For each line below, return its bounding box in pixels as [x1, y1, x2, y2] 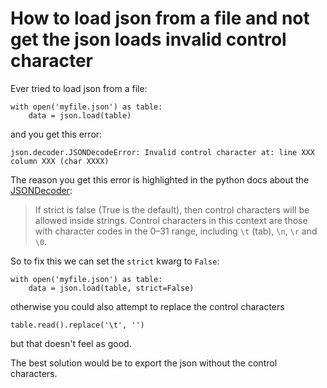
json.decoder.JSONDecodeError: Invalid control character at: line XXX [10, 147, 315, 157]
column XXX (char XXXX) [10, 156, 110, 166]
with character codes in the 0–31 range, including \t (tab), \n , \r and [34, 225, 318, 237]
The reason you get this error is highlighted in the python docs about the [10, 173, 310, 186]
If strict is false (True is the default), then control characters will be [34, 203, 310, 216]
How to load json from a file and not [10, 7, 310, 30]
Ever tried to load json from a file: [10, 82, 148, 94]
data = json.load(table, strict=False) [28, 283, 195, 293]
